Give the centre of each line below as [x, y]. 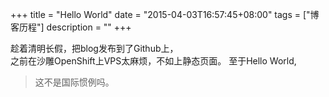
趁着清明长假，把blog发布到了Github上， [94, 48]
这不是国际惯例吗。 [74, 82]
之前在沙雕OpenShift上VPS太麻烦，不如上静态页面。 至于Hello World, [153, 61]
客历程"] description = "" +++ [71, 27]
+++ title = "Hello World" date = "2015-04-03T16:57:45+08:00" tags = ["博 [165, 14]
